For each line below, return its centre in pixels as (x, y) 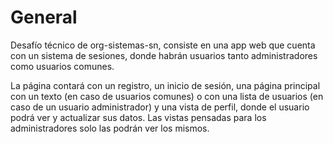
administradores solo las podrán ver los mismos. (110, 128)
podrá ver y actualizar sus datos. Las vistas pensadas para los (138, 117)
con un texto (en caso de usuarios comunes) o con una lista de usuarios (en (167, 96)
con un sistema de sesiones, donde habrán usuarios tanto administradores (164, 55)
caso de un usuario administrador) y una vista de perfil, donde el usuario (160, 107)
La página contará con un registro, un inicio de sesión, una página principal (165, 85)
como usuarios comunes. (62, 66)
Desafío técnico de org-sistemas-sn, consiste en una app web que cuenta (163, 45)
